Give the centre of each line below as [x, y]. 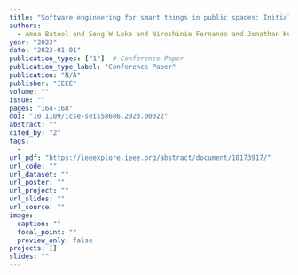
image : [21, 215]
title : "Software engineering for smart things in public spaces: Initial [150, 17]
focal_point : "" [47, 232]
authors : [25, 26]
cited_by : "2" [35, 133]
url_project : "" [39, 191]
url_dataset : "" [39, 174]
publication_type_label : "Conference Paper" [93, 67]
